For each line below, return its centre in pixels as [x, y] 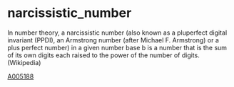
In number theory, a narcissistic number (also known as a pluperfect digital [117, 33]
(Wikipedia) [24, 62]
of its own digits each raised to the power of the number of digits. [103, 55]
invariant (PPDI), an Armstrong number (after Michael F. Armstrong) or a [113, 40]
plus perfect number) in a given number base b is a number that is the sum [117, 47]
